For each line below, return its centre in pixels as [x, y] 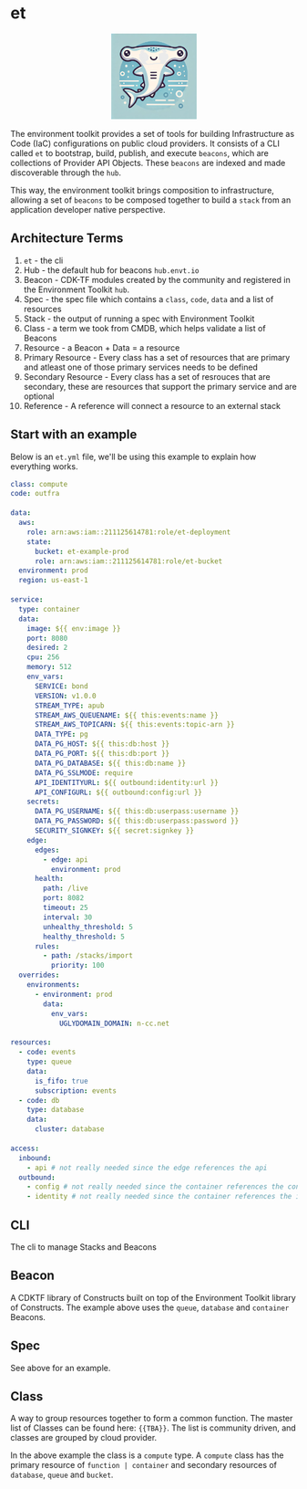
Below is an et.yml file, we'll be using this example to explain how [133, 456]
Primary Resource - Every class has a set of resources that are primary [157, 357]
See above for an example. [61, 1368]
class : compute [39, 484]
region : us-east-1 [54, 581]
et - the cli [43, 260]
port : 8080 [47, 638]
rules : [47, 946]
